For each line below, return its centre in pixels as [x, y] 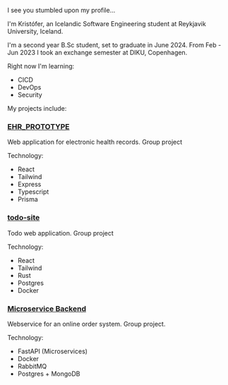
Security [30, 95]
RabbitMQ [32, 366]
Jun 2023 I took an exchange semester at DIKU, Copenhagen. [97, 53]
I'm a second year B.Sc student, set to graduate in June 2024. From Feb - [114, 45]
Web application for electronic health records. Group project [95, 142]
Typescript [33, 192]
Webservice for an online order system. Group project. [86, 324]
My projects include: [37, 108]
